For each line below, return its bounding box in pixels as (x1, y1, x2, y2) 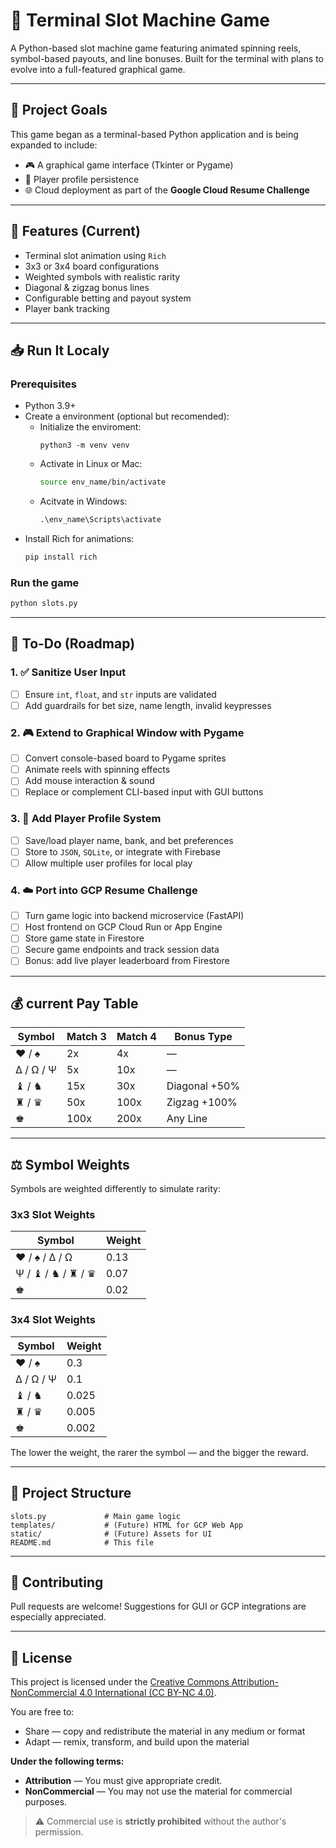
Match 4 (116, 1030, 157, 1044)
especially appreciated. (10, 1611, 107, 1623)
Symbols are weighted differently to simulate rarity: (10, 1183, 221, 1195)
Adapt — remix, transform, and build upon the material (24, 1736, 250, 1748)
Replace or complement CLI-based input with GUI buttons (24, 786, 264, 798)
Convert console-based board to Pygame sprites (24, 752, 227, 764)
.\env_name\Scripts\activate (39, 515, 162, 525)
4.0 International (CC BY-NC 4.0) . (79, 1687, 217, 1699)
